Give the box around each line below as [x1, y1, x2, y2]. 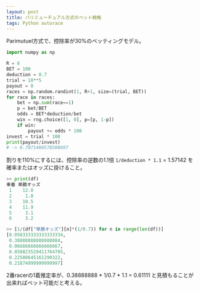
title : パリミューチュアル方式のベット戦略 [6, 15, 101, 21]
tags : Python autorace [6, 20, 63, 26]
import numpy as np [6, 50, 55, 56]
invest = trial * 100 [6, 134, 61, 140]
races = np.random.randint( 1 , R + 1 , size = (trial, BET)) [6, 88, 147, 94]
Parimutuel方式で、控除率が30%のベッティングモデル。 [6, 37, 145, 45]
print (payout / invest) [6, 139, 61, 145]
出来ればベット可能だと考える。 [6, 279, 86, 287]
